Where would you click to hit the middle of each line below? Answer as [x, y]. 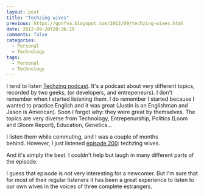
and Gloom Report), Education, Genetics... [59, 125]
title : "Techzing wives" [38, 18]
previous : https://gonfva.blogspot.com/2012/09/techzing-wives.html [95, 23]
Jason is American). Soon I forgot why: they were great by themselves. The [101, 112]
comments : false [27, 35]
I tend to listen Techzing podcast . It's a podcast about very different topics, [100, 86]
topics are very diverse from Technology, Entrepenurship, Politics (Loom [97, 118]
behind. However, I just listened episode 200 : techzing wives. [83, 143]
